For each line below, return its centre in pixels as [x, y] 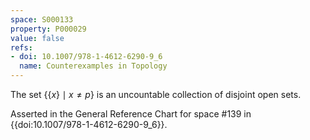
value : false [37, 38]
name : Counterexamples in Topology [93, 66]
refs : [21, 47]
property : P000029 [48, 29]
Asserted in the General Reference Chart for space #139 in [131, 114]
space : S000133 [42, 19]
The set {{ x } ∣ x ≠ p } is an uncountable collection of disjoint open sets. [156, 94]
